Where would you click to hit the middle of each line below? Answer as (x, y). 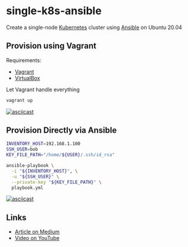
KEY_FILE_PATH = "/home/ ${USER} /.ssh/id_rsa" (61, 155)
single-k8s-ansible (54, 11)
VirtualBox (27, 78)
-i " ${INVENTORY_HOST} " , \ (45, 171)
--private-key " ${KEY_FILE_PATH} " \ (56, 182)
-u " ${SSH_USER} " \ (35, 177)
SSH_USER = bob (22, 149)
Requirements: (24, 60)
